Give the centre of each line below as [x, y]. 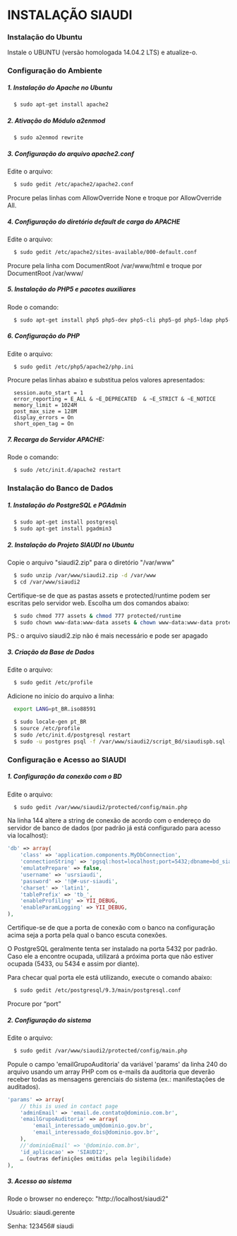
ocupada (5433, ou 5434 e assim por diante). [73, 964]
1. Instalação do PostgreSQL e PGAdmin [67, 505]
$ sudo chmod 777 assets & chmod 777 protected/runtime [97, 616]
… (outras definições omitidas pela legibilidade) [96, 1158]
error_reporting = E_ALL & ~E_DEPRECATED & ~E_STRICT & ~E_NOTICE [115, 399]
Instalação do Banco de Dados [60, 488]
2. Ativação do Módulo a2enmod [56, 121]
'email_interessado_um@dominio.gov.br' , [93, 1126]
